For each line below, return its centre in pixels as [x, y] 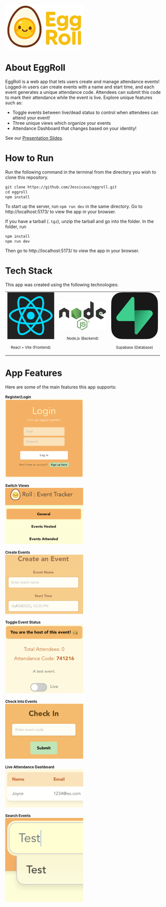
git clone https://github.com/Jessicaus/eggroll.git [61, 187]
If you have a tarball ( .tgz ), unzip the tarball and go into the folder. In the [80, 221]
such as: [14, 103]
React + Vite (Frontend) [31, 348]
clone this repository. [27, 177]
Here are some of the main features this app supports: [61, 387]
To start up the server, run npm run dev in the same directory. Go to [74, 206]
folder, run [16, 227]
